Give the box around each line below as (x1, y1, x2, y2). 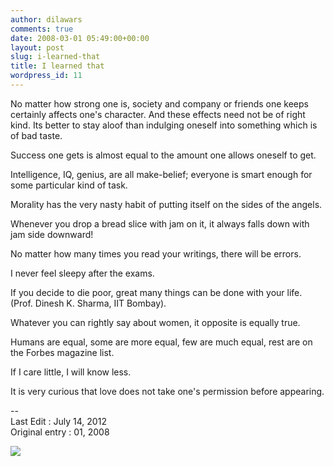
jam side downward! (10, 228, 94, 240)
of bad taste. (10, 129, 63, 141)
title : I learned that (10, 61, 105, 71)
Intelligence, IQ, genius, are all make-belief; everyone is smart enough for (10, 168, 313, 180)
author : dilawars (10, 14, 83, 25)
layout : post (10, 42, 65, 53)
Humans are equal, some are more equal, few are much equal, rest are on (10, 336, 313, 348)
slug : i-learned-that (10, 52, 101, 62)
